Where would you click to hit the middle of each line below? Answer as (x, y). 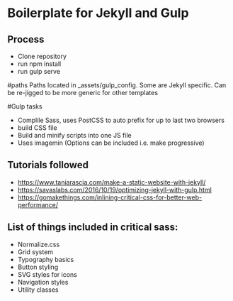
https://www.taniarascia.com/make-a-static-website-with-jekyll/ (112, 182)
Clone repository (42, 56)
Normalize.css (39, 244)
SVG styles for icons (47, 274)
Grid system (35, 252)
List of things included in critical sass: (93, 228)
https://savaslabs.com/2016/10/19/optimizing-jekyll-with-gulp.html (115, 190)
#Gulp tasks (25, 106)
